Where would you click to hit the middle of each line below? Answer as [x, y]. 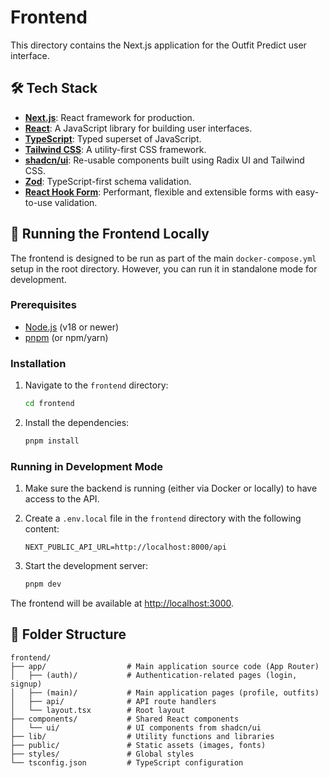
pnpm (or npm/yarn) [66, 337]
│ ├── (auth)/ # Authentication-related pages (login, [154, 675]
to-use [38, 202]
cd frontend [49, 404]
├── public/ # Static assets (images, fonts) [138, 745]
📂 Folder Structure [68, 634]
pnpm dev [43, 584]
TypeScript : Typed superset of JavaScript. [113, 138]
